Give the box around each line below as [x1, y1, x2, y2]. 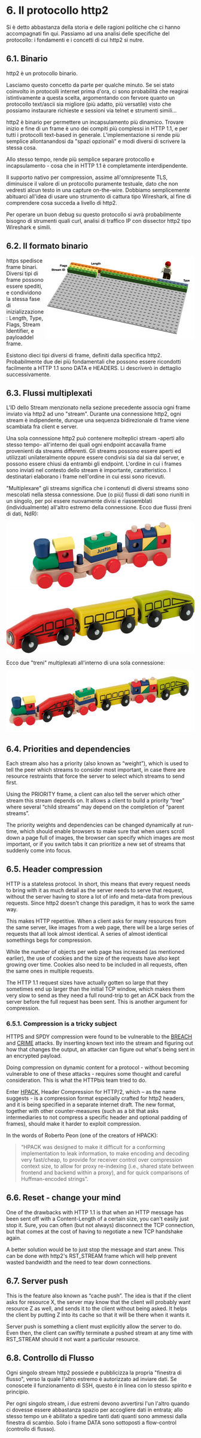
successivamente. [6, 371, 51, 378]
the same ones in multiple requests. [6, 967, 94, 974]
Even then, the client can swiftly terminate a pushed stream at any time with [6, 1329, 193, 1336]
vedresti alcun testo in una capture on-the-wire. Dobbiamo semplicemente [6, 186, 190, 193]
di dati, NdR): [6, 510, 39, 517]
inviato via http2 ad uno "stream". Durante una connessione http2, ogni [6, 410, 181, 417]
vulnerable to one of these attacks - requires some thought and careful [6, 1070, 181, 1078]
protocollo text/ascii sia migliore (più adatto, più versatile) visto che [6, 100, 172, 108]
